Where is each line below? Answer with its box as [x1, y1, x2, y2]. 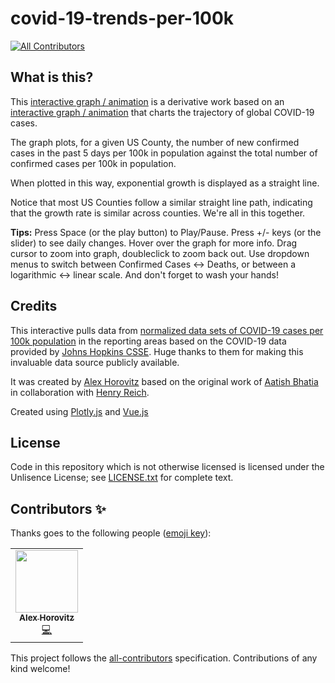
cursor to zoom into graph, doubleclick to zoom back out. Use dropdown [10, 247, 310, 259]
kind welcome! [10, 663, 71, 675]
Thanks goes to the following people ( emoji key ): [10, 527, 212, 539]
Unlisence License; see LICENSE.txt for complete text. [10, 472, 234, 484]
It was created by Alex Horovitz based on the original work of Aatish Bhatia [10, 375, 319, 387]
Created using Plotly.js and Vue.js [10, 405, 149, 417]
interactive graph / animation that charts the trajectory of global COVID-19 [10, 106, 315, 118]
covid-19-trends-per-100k [10, 7, 235, 30]
